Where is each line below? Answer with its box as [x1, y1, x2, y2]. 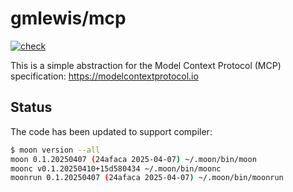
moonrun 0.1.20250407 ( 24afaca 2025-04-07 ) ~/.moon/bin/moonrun [10, 173, 284, 183]
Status [10, 99, 53, 116]
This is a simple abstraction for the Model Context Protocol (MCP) [10, 59, 282, 71]
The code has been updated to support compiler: [10, 125, 213, 137]
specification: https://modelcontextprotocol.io [10, 70, 199, 82]
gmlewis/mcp [10, 7, 127, 30]
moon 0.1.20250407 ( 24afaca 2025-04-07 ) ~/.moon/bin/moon [10, 154, 257, 164]
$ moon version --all [10, 145, 101, 155]
